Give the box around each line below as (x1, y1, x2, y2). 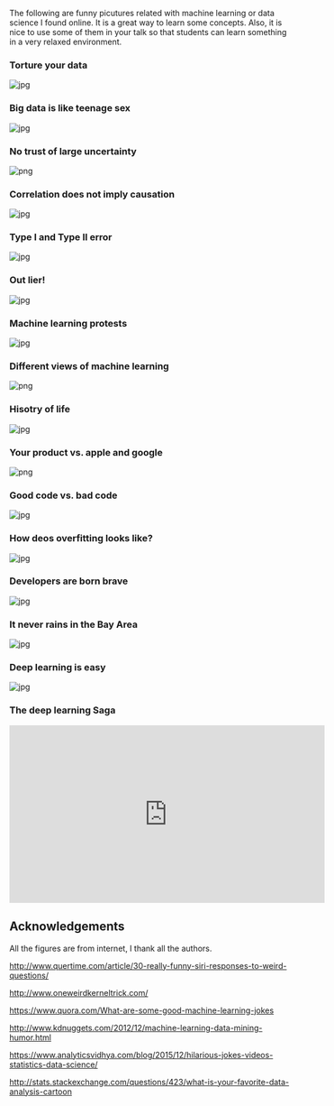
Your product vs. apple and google (9, 446, 164, 458)
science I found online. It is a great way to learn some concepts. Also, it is (9, 17, 283, 28)
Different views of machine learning (9, 360, 169, 373)
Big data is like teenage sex (9, 102, 131, 115)
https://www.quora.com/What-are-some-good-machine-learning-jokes (9, 1005, 275, 1016)
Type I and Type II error (9, 231, 113, 244)
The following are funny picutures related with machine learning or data (9, 8, 275, 18)
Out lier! (9, 274, 46, 287)
